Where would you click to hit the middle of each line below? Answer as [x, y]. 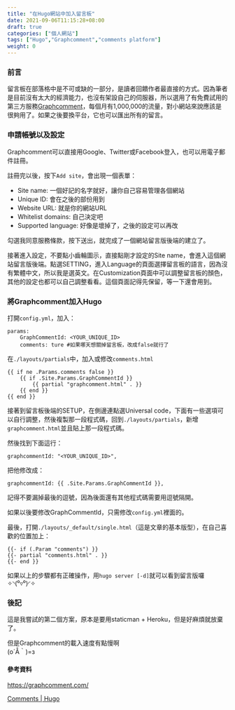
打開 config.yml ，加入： [41, 318]
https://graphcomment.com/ [48, 685]
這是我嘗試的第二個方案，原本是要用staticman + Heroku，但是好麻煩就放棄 [115, 619]
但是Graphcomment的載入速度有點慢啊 [64, 643]
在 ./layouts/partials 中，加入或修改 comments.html [80, 359]
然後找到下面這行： [35, 443]
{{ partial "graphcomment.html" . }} [87, 384]
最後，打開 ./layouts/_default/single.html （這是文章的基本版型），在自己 [114, 527]
